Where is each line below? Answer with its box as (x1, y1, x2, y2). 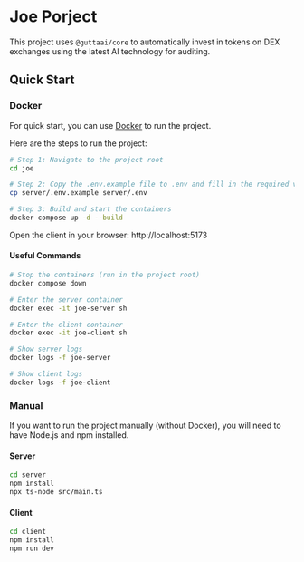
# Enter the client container (9, 320, 124, 329)
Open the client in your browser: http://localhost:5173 (9, 229, 208, 240)
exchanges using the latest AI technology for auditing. (9, 45, 211, 56)
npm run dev (9, 544, 54, 553)
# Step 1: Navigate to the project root (9, 155, 165, 164)
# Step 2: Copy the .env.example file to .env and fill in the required (9, 179, 290, 189)
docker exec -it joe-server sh (9, 304, 128, 313)
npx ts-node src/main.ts (9, 488, 103, 497)
